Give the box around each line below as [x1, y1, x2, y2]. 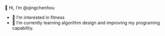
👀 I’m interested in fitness [12, 14, 65, 20]
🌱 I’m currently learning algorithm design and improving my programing [12, 20, 160, 25]
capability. [12, 25, 34, 31]
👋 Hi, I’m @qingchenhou [5, 5, 55, 10]
